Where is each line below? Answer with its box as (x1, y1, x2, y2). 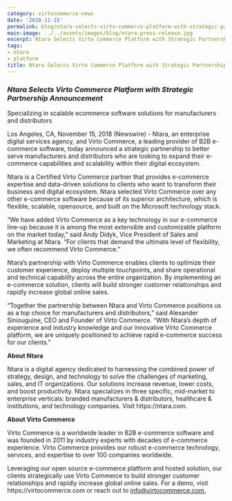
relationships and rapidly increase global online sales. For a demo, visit (7, 479, 209, 487)
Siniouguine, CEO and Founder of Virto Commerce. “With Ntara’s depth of (7, 316, 217, 324)
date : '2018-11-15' (7, 17, 64, 24)
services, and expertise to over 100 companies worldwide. (7, 450, 173, 459)
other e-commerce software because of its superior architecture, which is (7, 195, 217, 203)
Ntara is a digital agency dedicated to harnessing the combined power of (7, 364, 215, 373)
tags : (7, 42, 23, 49)
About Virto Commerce (7, 415, 75, 423)
